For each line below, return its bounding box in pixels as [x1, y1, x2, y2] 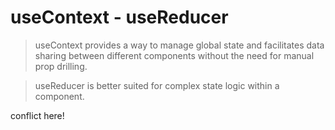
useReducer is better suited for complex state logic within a [34, 79, 280, 91]
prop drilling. [34, 60, 88, 72]
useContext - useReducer [10, 6, 229, 29]
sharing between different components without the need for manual [34, 49, 315, 61]
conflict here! [10, 109, 65, 121]
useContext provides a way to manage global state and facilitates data [34, 39, 325, 51]
